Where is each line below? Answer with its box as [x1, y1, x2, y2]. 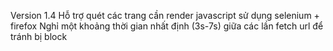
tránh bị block [10, 31, 68, 42]
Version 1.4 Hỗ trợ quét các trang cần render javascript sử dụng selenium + [10, 10, 320, 21]
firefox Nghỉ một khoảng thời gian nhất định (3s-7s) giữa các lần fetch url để [10, 20, 324, 32]
